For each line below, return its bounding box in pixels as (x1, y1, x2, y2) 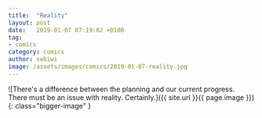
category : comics (8, 48, 65, 56)
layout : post (8, 19, 51, 27)
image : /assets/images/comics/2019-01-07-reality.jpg (8, 63, 188, 71)
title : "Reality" (8, 11, 68, 20)
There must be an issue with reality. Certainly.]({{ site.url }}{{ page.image (8, 92, 245, 102)
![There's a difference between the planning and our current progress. (8, 84, 235, 94)
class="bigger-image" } (14, 101, 92, 110)
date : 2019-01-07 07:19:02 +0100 (8, 26, 125, 34)
